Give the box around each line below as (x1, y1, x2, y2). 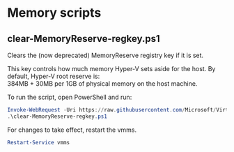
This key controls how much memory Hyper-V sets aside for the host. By (7, 65, 216, 73)
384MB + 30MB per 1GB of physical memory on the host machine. (7, 79, 198, 88)
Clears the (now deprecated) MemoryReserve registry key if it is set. (7, 51, 204, 59)
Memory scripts (7, 5, 102, 21)
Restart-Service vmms (7, 139, 70, 146)
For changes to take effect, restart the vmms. (7, 126, 137, 134)
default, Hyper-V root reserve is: (7, 72, 100, 80)
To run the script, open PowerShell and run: (7, 93, 132, 101)
